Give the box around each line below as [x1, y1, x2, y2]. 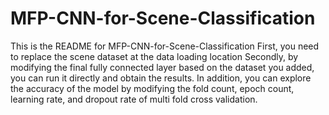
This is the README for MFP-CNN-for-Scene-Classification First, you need [10, 40, 320, 52]
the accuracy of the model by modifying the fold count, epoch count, [10, 82, 295, 94]
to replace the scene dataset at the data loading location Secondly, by [10, 50, 299, 62]
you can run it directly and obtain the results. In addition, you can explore [10, 72, 312, 84]
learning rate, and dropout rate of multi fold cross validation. [10, 93, 258, 105]
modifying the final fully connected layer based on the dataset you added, [10, 61, 315, 73]
